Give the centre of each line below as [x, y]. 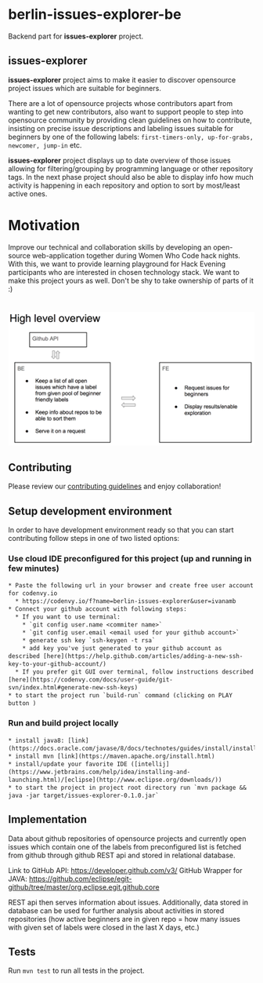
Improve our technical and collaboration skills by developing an [110, 247]
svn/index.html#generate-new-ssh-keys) [73, 688]
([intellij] [150, 764]
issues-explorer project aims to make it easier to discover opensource [122, 79]
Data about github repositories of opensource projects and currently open [127, 839]
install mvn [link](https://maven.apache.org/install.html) [115, 756]
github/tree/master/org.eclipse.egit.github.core [84, 887]
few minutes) [34, 568]
